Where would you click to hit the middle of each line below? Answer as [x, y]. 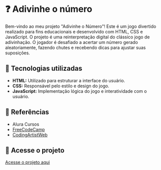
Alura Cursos [26, 124]
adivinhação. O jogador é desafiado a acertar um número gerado [72, 42]
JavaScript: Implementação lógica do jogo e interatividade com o [80, 91]
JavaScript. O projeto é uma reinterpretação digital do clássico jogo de [78, 37]
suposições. [18, 53]
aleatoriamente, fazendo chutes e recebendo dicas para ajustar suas [76, 47]
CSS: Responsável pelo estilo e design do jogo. [61, 86]
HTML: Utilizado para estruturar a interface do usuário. [69, 80]
